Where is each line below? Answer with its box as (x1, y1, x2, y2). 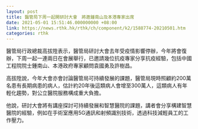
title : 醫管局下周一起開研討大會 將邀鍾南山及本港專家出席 (6, 14, 134, 20)
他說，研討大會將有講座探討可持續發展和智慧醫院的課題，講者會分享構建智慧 (6, 102, 192, 109)
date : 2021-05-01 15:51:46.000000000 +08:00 (6, 19, 117, 25)
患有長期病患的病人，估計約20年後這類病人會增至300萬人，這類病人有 (11, 82, 183, 89)
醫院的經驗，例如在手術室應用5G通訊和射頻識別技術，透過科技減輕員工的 (6, 110, 184, 117)
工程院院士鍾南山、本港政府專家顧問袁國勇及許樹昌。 (6, 62, 136, 70)
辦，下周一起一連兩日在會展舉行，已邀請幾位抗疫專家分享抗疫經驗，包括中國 (6, 55, 192, 62)
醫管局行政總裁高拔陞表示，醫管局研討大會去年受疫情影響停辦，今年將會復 (6, 48, 187, 55)
